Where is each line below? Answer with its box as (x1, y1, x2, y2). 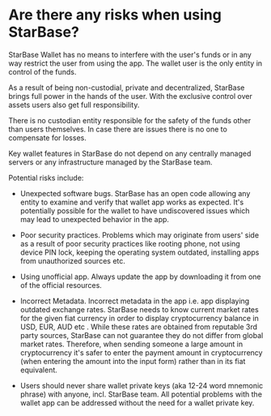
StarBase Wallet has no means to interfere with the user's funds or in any (8, 49, 252, 59)
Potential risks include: (8, 173, 84, 182)
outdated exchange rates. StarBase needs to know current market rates (19, 304, 259, 314)
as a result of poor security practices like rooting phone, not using (19, 238, 240, 248)
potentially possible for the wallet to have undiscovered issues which (19, 205, 250, 216)
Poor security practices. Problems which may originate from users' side (19, 229, 260, 240)
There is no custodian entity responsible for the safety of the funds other (8, 115, 252, 125)
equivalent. (19, 365, 58, 375)
